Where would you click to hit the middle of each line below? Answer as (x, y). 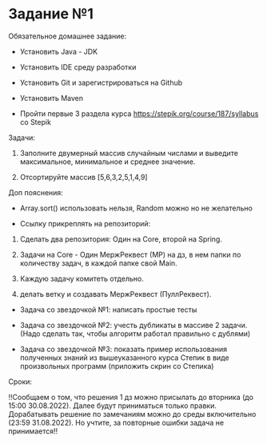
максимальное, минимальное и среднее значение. (108, 162)
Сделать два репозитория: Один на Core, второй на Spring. (121, 239)
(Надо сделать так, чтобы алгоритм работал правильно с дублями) (135, 334)
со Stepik (36, 122)
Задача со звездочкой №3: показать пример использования (124, 349)
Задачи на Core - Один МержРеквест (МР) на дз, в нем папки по (130, 254)
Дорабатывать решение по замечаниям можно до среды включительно (132, 414)
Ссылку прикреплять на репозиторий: (85, 223)
